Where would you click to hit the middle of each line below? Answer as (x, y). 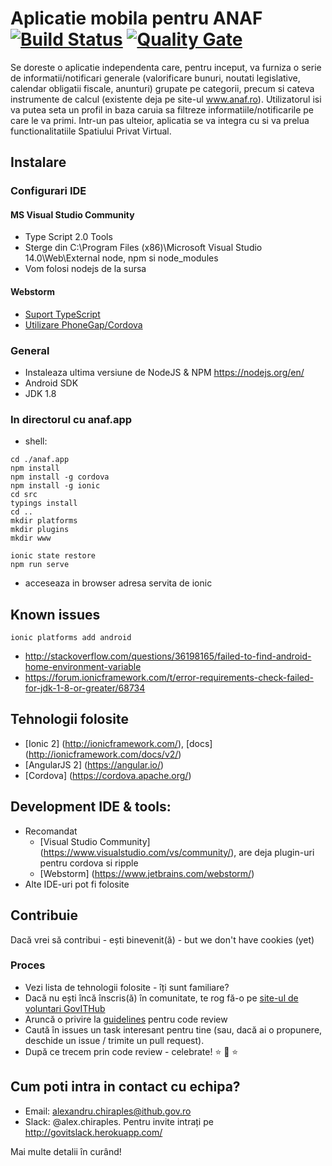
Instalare (38, 162)
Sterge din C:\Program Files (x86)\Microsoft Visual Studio (143, 248)
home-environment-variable (83, 667)
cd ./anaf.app (40, 460)
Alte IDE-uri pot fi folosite (77, 884)
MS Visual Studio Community (72, 214)
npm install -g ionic (55, 486)
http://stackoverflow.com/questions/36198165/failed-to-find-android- (168, 656)
